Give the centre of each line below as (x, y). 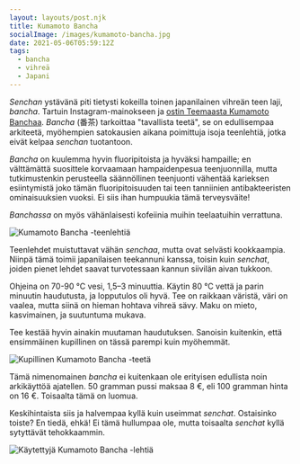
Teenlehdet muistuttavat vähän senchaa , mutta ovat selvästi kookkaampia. (147, 249)
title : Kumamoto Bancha (54, 26)
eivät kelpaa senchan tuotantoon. (71, 141)
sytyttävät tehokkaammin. (57, 432)
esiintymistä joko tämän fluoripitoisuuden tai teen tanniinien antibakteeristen (150, 187)
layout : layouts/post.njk (57, 18)
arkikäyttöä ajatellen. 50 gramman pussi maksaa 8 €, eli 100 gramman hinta (149, 386)
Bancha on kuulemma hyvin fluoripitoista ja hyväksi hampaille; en (130, 159)
